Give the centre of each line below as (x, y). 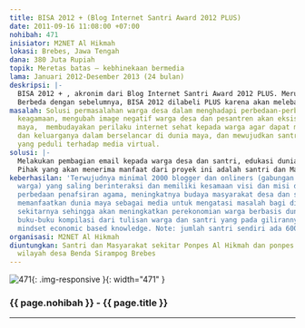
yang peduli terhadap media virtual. (89, 144)
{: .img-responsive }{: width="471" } (98, 280)
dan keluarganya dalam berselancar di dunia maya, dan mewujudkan (146, 136)
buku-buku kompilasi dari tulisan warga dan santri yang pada (138, 220)
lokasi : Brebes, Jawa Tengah (64, 52)
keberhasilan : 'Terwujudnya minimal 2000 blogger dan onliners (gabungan (152, 178)
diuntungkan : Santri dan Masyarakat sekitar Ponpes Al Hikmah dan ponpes (152, 246)
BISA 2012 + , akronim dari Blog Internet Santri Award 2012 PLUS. (148, 93)
